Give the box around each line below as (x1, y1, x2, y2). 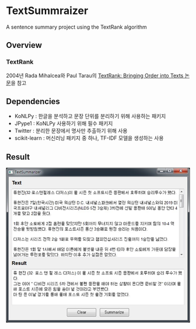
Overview (6, 40, 43, 50)
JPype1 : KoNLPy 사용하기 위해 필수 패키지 (14, 120, 113, 127)
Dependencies (6, 96, 60, 106)
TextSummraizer (6, 4, 89, 18)
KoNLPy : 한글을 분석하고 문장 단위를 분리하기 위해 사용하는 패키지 (14, 113, 166, 120)
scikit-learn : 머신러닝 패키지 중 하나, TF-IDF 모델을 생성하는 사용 (14, 134, 164, 141)
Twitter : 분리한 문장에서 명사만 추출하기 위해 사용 (14, 127, 128, 134)
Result (6, 152, 30, 162)
